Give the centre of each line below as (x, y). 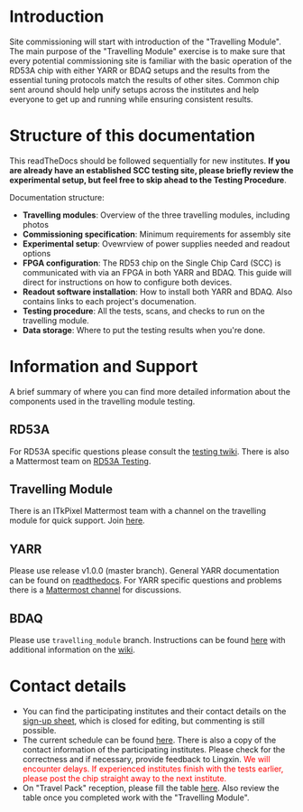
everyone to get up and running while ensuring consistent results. (132, 99)
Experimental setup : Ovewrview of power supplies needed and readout (156, 243)
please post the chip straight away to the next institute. (124, 778)
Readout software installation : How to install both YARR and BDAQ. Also (157, 292)
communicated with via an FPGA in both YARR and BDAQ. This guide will (157, 272)
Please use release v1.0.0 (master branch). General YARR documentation (144, 571)
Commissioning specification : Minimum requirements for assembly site (156, 234)
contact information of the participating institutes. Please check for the (154, 750)
